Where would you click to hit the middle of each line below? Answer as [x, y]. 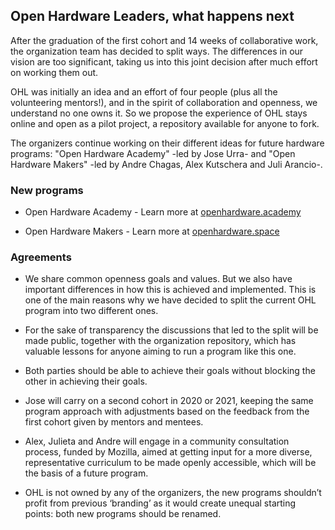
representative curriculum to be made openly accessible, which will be [170, 463]
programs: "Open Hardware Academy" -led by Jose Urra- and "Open [153, 153]
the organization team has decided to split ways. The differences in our [157, 51]
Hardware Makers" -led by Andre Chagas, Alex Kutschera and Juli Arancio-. [166, 164]
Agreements [41, 257]
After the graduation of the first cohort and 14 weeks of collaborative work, [164, 40]
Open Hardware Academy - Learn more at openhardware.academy [163, 212]
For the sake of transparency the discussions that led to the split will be [171, 330]
